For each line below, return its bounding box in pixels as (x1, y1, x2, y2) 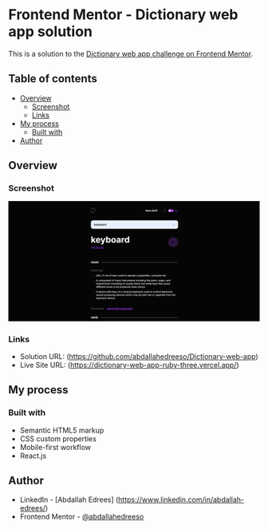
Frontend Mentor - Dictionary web (8, 6, 238, 24)
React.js (19, 451, 47, 460)
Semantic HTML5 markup (19, 425, 104, 435)
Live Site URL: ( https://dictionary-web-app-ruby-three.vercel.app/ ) (19, 360, 239, 369)
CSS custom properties (19, 433, 97, 444)
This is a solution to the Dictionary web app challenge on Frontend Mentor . (8, 49, 254, 58)
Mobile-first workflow (19, 442, 92, 452)
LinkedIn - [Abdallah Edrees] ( (19, 495, 119, 504)
